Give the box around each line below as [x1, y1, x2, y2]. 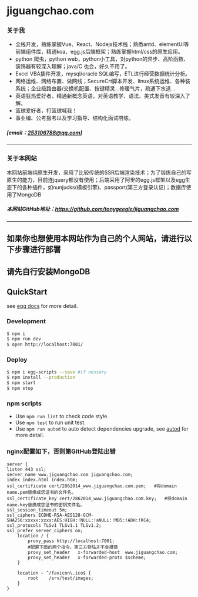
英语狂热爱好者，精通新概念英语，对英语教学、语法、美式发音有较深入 [15, 93, 186, 100]
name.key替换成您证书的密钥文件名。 [6, 501, 85, 508]
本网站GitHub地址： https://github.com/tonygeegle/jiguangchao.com [6, 205, 179, 213]
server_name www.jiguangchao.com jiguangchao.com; [6, 471, 133, 477]
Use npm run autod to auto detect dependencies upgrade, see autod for [15, 425, 189, 432]
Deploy [6, 356, 28, 364]
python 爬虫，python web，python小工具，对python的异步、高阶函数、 [15, 55, 189, 63]
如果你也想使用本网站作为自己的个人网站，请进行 [6, 234, 184, 244]
